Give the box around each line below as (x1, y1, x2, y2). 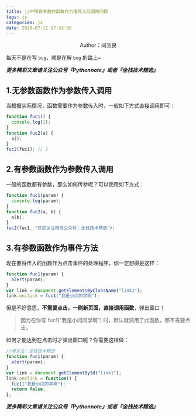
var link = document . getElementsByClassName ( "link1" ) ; (6, 288, 143, 294)
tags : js (6, 14, 27, 20)
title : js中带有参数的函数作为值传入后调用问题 (6, 8, 108, 15)
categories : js (6, 19, 43, 25)
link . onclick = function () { (6, 376, 77, 381)
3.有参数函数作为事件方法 (6, 243, 98, 253)
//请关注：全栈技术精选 (6, 348, 56, 354)
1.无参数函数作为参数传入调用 (6, 86, 112, 96)
